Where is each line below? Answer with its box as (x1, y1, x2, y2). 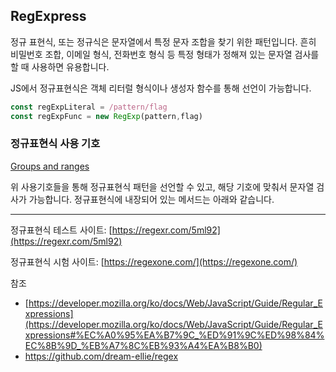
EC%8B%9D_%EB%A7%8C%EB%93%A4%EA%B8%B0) (24, 339, 263, 351)
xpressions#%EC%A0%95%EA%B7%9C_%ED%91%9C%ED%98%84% (24, 329, 325, 341)
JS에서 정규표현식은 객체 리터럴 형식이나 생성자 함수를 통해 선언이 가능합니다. (10, 82, 312, 94)
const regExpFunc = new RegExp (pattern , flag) (10, 111, 203, 121)
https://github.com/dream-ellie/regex (24, 350, 179, 362)
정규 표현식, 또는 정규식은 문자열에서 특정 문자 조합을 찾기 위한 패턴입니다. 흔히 (10, 35, 317, 48)
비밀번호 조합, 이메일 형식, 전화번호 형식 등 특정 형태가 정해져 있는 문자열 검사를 (10, 48, 320, 60)
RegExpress (10, 8, 87, 25)
